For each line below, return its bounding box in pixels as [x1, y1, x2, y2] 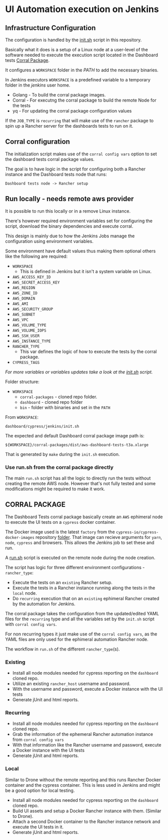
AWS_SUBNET [12, 312, 35, 317]
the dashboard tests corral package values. [5, 156, 95, 162]
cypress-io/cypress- [115, 529, 159, 535]
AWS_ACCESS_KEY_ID [12, 274, 51, 279]
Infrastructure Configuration [5, 24, 96, 32]
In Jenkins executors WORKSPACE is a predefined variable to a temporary [5, 77, 151, 82]
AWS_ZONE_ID [12, 291, 37, 296]
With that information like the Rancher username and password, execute [12, 742, 161, 748]
